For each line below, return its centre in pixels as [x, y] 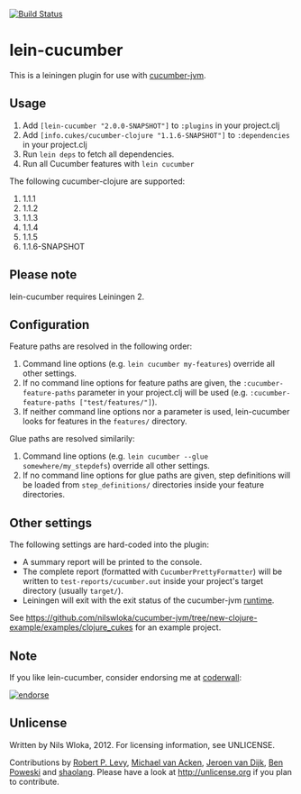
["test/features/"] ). [119, 402]
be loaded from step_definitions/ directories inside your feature [143, 485]
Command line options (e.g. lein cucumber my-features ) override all [148, 364]
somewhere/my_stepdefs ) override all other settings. [116, 466]
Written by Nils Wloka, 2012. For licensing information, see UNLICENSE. [142, 744]
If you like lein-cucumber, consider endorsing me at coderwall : [125, 677]
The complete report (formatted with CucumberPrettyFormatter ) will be [152, 571]
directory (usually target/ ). [73, 591]
